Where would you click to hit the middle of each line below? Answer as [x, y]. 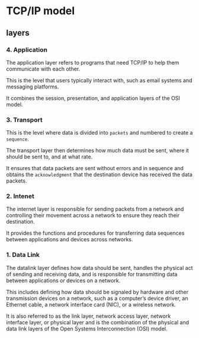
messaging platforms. [33, 87]
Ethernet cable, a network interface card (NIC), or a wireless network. [91, 304]
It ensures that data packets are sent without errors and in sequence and [95, 168]
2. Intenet [20, 196]
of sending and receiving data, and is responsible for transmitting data [92, 274]
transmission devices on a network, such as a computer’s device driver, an [97, 298]
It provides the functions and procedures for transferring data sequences [95, 233]
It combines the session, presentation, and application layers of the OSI [93, 98]
